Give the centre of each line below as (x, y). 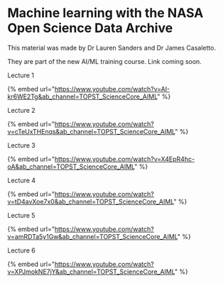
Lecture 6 (21, 250)
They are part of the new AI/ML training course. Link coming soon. (105, 61)
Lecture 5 (21, 215)
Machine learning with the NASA (105, 13)
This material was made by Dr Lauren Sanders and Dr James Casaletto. (112, 48)
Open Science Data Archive (90, 28)
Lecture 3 (21, 145)
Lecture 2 (21, 110)
